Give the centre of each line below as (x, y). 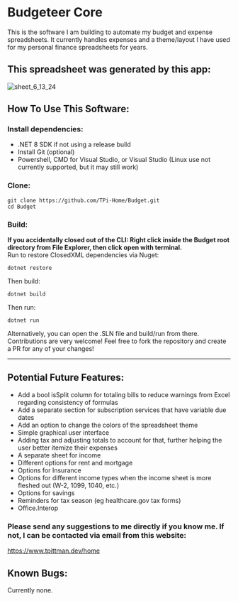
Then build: (24, 281)
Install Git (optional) (46, 152)
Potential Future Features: (66, 378)
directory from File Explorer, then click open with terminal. (95, 248)
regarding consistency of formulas (68, 402)
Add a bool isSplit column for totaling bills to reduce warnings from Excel (124, 394)
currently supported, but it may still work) (78, 167)
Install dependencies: (45, 129)
